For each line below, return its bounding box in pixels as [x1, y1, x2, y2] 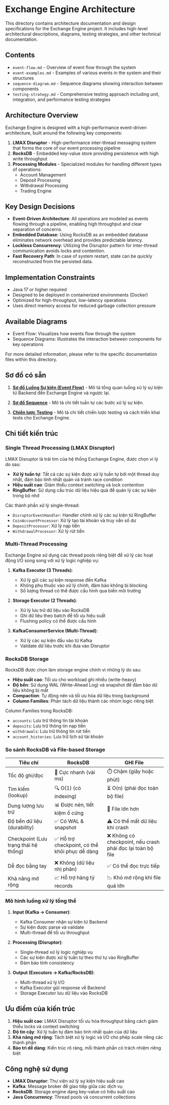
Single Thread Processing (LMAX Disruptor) [5, 445, 115, 452]
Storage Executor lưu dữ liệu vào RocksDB [20, 990, 108, 996]
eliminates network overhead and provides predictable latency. [12, 237, 143, 243]
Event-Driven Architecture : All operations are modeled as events [12, 216, 148, 222]
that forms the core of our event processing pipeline [12, 145, 121, 151]
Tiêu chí [18, 759, 39, 766]
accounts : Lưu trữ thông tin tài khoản [12, 717, 89, 724]
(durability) [8, 824, 34, 831]
